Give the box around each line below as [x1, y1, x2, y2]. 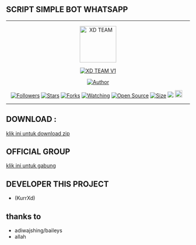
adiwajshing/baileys [14, 227, 62, 234]
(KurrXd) [14, 195, 36, 202]
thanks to [6, 211, 41, 221]
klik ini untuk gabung [6, 162, 57, 169]
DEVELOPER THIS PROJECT [6, 179, 109, 189]
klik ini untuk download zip [6, 129, 70, 136]
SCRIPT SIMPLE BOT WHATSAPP [6, 5, 128, 15]
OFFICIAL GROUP [6, 147, 71, 157]
